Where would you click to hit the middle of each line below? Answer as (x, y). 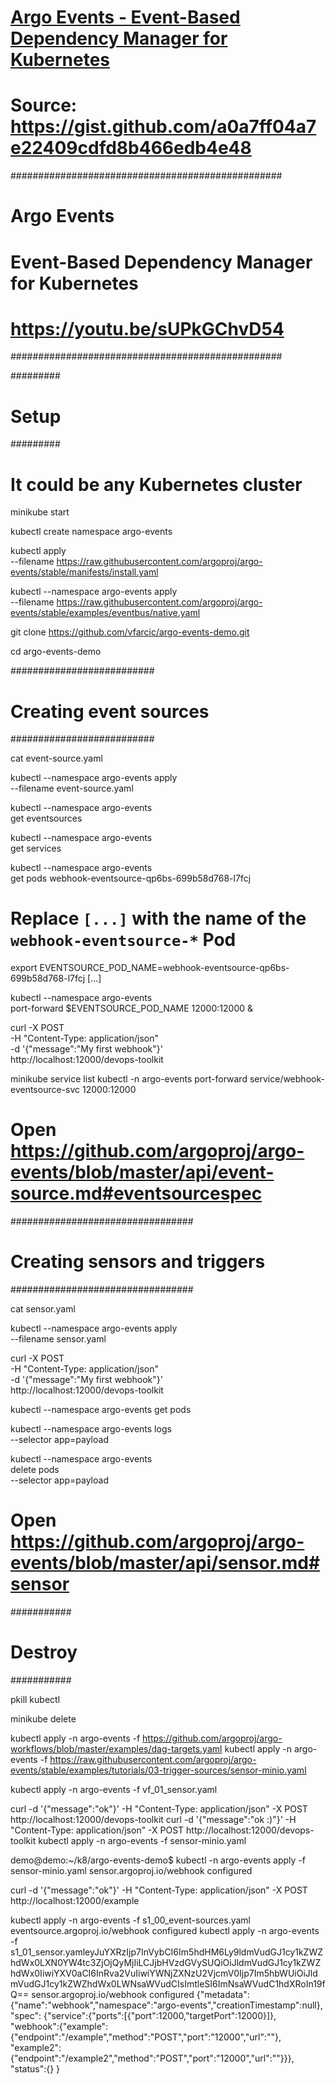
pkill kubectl (35, 1699)
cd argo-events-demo (56, 652)
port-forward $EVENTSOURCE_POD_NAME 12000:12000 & (131, 1008)
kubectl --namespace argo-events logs (91, 1429)
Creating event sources (110, 711)
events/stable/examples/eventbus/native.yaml (105, 613)
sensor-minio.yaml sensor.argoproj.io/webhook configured (131, 1870)
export (24, 968)
